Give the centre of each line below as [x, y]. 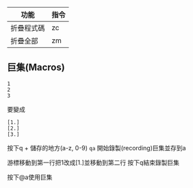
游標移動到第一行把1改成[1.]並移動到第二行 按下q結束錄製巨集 [93, 162]
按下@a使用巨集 [30, 177]
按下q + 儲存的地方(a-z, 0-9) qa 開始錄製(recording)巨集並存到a [96, 148]
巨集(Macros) [36, 68]
